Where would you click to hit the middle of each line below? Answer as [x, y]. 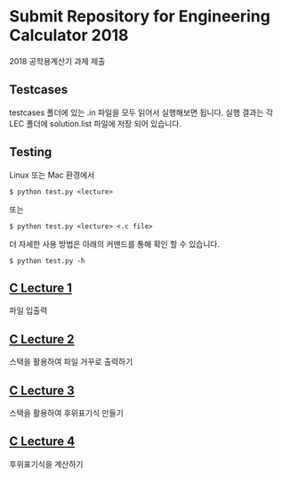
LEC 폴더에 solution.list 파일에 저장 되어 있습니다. [96, 123]
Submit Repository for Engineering [140, 16]
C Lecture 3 [42, 390]
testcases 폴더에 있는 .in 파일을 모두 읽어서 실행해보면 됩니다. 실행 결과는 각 [141, 112]
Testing [31, 152]
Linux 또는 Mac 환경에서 [52, 175]
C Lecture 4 [42, 442]
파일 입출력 [28, 310]
